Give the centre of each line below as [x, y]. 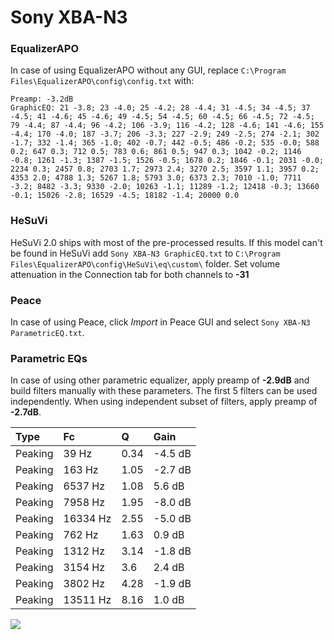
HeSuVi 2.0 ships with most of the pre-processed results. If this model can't [166, 242]
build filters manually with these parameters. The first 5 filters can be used [164, 391]
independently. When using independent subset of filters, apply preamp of [164, 402]
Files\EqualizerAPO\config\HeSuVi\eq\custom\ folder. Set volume [145, 263]
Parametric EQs [49, 358]
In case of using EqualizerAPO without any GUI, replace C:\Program [148, 70]
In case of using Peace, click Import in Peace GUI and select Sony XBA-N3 [160, 322]
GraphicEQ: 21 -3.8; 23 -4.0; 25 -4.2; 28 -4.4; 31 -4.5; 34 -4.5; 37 [160, 108]
